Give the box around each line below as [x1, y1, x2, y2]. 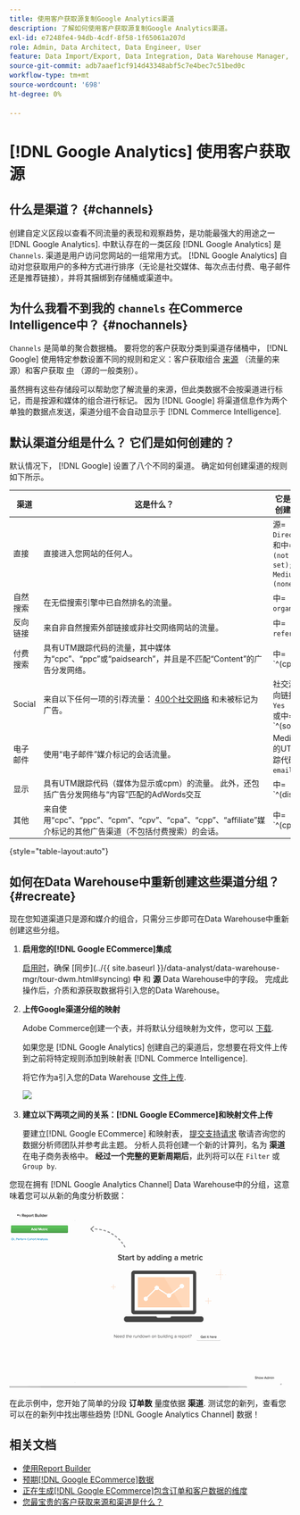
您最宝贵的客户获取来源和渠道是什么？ [21, 1496, 163, 1507]
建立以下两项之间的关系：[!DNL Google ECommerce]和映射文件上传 [21, 1109, 274, 1120]
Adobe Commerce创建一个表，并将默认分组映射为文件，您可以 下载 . [21, 1022, 274, 1033]
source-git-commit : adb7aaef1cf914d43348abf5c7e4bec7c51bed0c [9, 62, 246, 71]
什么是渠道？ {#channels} [9, 202, 154, 218]
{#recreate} [9, 888, 77, 903]
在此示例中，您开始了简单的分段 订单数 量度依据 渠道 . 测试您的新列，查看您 [9, 1397, 287, 1408]
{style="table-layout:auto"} [9, 846, 109, 857]
